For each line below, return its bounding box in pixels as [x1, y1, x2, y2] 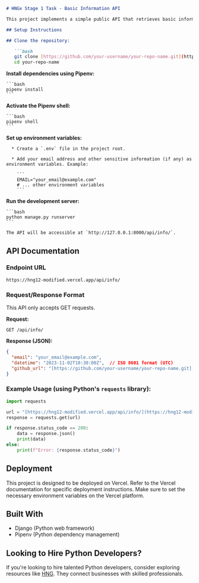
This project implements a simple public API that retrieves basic [6, 16, 176, 22]
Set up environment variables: [6, 134, 82, 141]
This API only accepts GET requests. [6, 304, 95, 311]
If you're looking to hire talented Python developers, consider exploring [6, 564, 180, 571]
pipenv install [6, 86, 44, 93]
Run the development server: [6, 198, 80, 205]
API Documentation [6, 246, 80, 256]
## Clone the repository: [6, 37, 70, 44]
